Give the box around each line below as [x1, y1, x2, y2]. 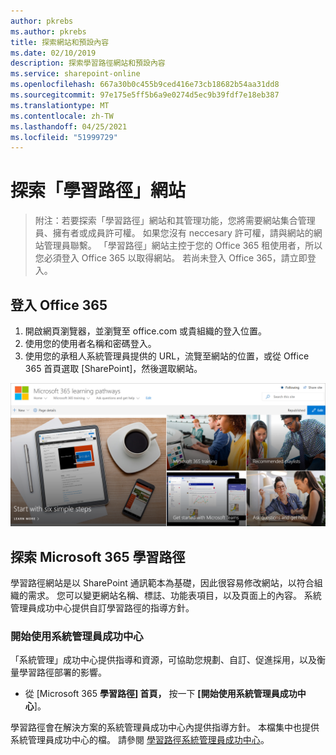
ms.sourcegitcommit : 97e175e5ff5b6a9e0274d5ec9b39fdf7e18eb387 [10, 90, 280, 100]
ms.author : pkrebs [10, 26, 87, 37]
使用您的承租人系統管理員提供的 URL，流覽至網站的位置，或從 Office [24, 350, 310, 362]
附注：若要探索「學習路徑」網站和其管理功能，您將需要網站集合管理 [34, 215, 316, 227]
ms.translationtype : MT [10, 100, 110, 110]
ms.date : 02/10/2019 [10, 48, 97, 58]
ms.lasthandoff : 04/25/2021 [10, 121, 128, 132]
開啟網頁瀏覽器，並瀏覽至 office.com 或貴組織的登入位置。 [24, 325, 268, 337]
